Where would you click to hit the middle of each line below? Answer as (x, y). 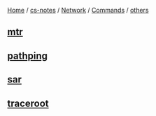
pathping (27, 56)
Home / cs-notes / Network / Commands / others (78, 10)
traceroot (28, 103)
